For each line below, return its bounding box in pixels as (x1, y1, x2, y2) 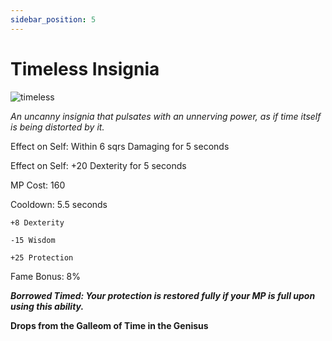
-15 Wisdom (10, 235, 56, 245)
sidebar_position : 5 (10, 14, 97, 25)
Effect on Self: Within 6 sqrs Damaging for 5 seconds (10, 140, 230, 152)
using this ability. (10, 300, 85, 312)
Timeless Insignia (10, 57, 160, 80)
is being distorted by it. (10, 121, 105, 133)
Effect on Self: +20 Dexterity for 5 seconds (10, 159, 187, 171)
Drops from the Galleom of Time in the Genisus (10, 319, 209, 331)
